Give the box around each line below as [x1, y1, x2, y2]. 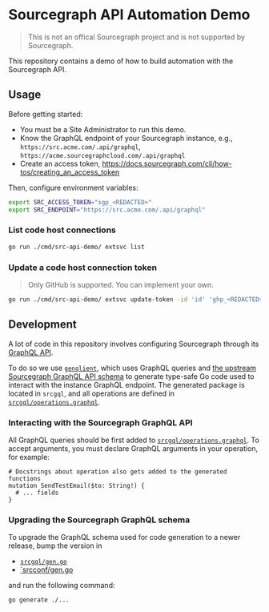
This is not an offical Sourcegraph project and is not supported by [27, 32, 246, 42]
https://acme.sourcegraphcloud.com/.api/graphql [19, 151, 186, 159]
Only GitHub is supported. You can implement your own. [27, 280, 214, 289]
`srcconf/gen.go [19, 565, 74, 574]
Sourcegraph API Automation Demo [8, 6, 251, 24]
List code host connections [8, 224, 116, 236]
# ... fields [15, 489, 59, 497]
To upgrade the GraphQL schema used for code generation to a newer [8, 533, 241, 542]
